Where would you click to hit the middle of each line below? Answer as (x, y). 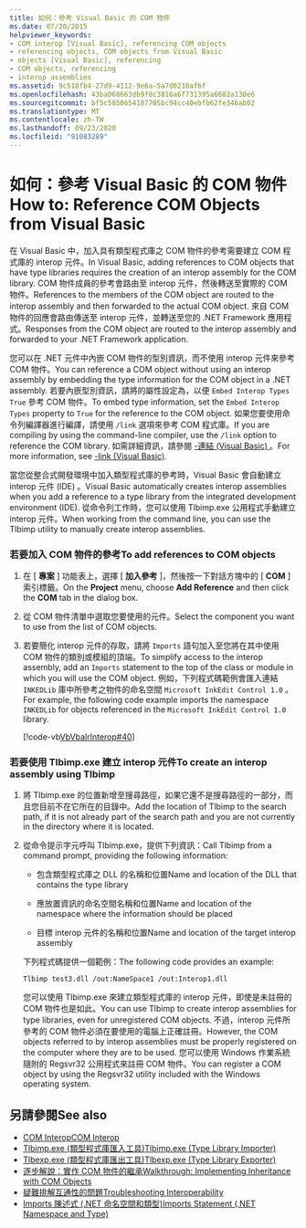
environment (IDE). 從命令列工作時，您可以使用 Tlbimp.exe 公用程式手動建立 (153, 507)
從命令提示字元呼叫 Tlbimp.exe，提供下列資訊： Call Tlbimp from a (147, 845)
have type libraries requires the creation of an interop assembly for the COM (153, 272)
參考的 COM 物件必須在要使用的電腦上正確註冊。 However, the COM (150, 1032)
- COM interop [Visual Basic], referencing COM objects (118, 43)
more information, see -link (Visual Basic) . (88, 456)
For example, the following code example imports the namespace (146, 700)
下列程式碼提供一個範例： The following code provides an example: (148, 962)
